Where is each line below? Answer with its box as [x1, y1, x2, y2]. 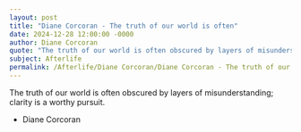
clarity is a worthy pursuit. [9, 96, 106, 107]
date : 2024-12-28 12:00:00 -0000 [9, 29, 134, 38]
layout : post [9, 12, 58, 22]
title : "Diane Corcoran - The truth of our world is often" [9, 21, 239, 30]
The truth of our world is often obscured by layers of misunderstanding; [9, 87, 274, 98]
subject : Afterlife [9, 54, 82, 63]
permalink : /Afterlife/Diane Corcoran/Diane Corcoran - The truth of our [9, 63, 291, 72]
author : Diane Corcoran [9, 37, 99, 47]
